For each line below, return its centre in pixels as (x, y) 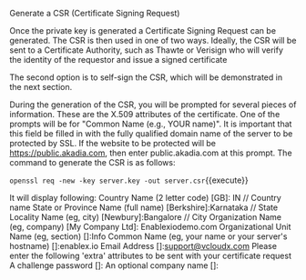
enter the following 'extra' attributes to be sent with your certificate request (150, 255)
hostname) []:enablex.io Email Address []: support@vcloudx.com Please (143, 246)
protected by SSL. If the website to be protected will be (113, 143)
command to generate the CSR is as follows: (92, 162)
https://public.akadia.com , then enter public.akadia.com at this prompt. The (151, 153)
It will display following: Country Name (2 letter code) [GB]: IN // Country (146, 198)
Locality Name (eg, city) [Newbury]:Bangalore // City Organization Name (146, 217)
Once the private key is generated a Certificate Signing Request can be (143, 30)
